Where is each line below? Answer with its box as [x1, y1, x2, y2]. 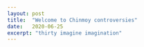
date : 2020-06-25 [7, 23, 64, 30]
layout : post [7, 10, 45, 17]
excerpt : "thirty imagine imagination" [7, 29, 123, 37]
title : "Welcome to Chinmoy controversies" [7, 17, 138, 23]
